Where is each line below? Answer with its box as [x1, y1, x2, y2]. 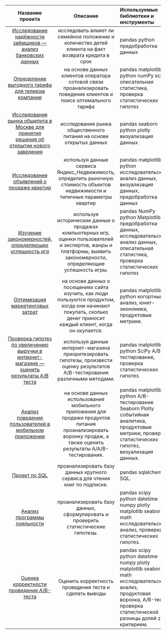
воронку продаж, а [63, 433, 109, 439]
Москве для [15, 124, 44, 130]
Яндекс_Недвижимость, [56, 169, 115, 175]
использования [67, 396, 105, 402]
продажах [74, 223, 98, 230]
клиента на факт [66, 46, 106, 52]
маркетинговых [11, 302, 49, 309]
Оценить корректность [58, 578, 114, 585]
